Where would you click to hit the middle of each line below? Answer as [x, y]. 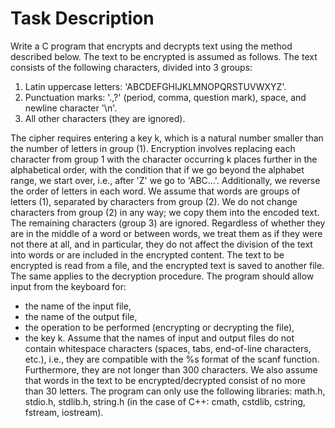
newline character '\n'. [71, 108]
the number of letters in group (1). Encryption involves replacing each [153, 148]
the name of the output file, [81, 316]
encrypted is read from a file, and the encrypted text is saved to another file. [167, 265]
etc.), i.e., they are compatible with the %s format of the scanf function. [172, 359]
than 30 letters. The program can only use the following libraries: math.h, [175, 391]
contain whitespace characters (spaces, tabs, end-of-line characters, [168, 348]
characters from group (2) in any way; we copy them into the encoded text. [165, 212]
